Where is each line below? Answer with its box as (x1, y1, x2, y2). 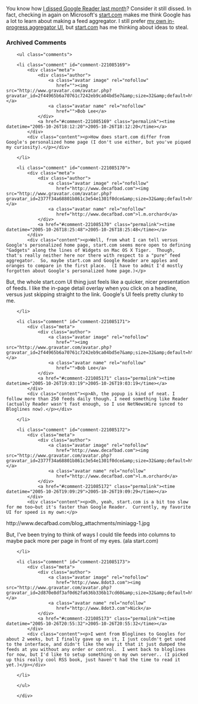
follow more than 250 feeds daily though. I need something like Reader (6, 396, 189, 402)
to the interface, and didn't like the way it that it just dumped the (6, 642, 186, 647)
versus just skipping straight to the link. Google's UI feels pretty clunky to (6, 291, 184, 298)
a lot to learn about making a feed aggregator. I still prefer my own (6, 18, 167, 24)
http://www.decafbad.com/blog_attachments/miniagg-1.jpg (6, 520, 150, 527)
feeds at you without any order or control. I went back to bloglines (6, 647, 186, 653)
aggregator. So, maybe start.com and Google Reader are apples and (6, 258, 178, 264)
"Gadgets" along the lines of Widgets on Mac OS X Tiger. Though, (6, 247, 176, 254)
